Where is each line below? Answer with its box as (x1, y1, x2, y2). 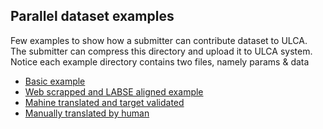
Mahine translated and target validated (24, 96, 185, 108)
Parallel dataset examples (10, 8, 175, 25)
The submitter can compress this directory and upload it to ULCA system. (10, 45, 313, 57)
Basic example (24, 75, 86, 87)
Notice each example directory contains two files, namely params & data (10, 55, 310, 68)
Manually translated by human (24, 107, 150, 119)
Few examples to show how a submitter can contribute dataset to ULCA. (10, 34, 308, 46)
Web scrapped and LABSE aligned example (24, 85, 204, 98)
